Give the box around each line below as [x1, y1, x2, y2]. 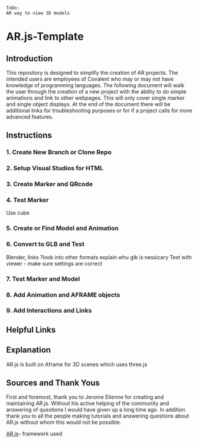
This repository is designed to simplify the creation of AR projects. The [6, 69, 178, 76]
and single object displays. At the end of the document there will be [6, 101, 171, 107]
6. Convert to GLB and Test [6, 240, 85, 248]
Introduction [6, 53, 53, 63]
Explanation [6, 345, 51, 355]
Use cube [6, 209, 30, 216]
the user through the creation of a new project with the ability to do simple [6, 88, 187, 95]
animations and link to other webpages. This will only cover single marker [6, 94, 185, 101]
